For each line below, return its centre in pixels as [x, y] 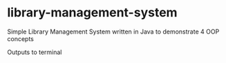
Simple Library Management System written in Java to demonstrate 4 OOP [113, 32]
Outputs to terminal [35, 52]
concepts [21, 38]
